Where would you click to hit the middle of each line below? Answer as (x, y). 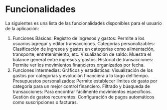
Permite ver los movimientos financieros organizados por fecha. (78, 65)
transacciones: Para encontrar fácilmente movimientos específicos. (82, 91)
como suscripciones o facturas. (45, 102)
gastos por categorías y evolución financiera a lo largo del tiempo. (81, 75)
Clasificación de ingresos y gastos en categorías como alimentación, (83, 49)
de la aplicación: (22, 28)
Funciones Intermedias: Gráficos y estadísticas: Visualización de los (82, 70)
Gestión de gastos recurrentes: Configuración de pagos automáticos (83, 97)
